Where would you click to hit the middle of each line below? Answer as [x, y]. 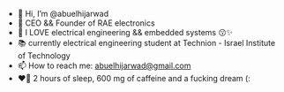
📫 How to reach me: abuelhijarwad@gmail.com [104, 65]
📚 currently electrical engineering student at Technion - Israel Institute [146, 43]
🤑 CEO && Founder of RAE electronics [86, 23]
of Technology [44, 56]
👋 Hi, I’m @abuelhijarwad [63, 14]
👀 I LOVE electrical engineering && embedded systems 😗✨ [125, 32]
